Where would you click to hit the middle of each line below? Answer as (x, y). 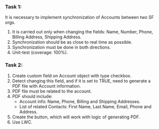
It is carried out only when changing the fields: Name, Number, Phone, (82, 32)
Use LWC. (22, 122)
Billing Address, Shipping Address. (47, 37)
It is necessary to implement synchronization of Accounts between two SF (79, 17)
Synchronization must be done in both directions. (61, 48)
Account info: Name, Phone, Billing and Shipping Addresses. (80, 101)
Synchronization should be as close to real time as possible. (72, 42)
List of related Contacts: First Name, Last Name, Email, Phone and (85, 106)
